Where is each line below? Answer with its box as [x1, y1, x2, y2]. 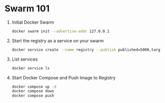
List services [11, 56, 38, 62]
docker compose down [11, 89, 54, 94]
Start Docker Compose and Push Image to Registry [11, 74, 116, 80]
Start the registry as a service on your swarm [11, 37, 104, 43]
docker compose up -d [11, 84, 56, 89]
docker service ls [11, 66, 50, 70]
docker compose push [11, 93, 54, 99]
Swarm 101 [4, 3, 50, 14]
